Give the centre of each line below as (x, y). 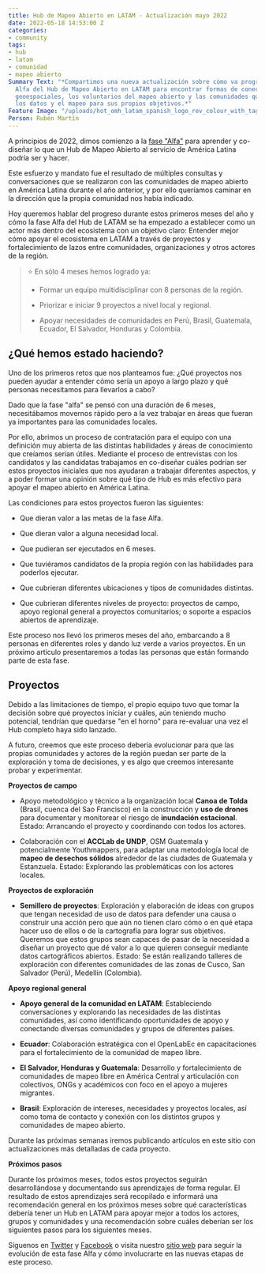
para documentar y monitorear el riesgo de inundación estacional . (129, 817)
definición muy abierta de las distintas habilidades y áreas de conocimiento (131, 445)
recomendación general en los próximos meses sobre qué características (127, 1204)
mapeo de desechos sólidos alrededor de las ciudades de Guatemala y (136, 858)
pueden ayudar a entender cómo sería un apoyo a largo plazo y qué (118, 381)
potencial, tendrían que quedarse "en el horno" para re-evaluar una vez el (128, 721)
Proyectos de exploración (51, 890)
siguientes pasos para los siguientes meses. (80, 1230)
